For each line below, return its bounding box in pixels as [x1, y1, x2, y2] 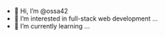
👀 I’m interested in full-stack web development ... [14, 14, 158, 23]
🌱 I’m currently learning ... [14, 22, 90, 30]
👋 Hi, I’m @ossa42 [14, 7, 69, 15]
